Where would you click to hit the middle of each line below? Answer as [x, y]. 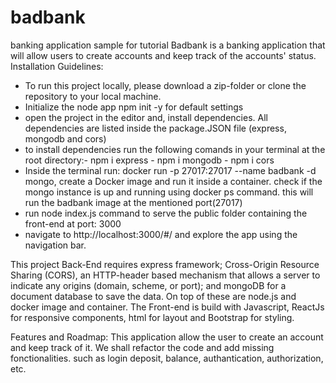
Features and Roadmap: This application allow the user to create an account [167, 337]
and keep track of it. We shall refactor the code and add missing [142, 347]
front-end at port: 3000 [73, 223]
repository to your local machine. [93, 96]
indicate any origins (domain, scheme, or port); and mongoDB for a [148, 285]
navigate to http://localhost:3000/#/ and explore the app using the [161, 234]
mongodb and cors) [65, 138]
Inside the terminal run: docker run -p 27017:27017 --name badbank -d [170, 170]
